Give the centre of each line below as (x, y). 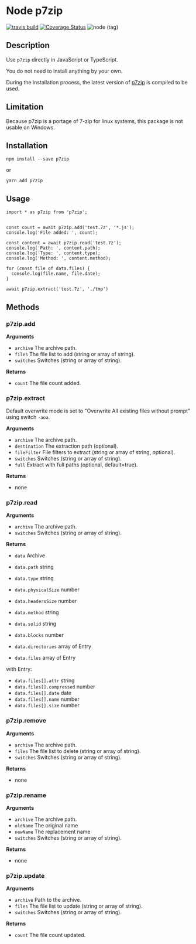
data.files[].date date (43, 693)
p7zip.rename (26, 795)
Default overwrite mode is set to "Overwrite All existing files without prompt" (98, 411)
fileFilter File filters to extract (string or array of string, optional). (95, 452)
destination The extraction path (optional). (66, 446)
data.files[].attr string (44, 680)
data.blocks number (39, 635)
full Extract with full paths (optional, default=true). (76, 465)
